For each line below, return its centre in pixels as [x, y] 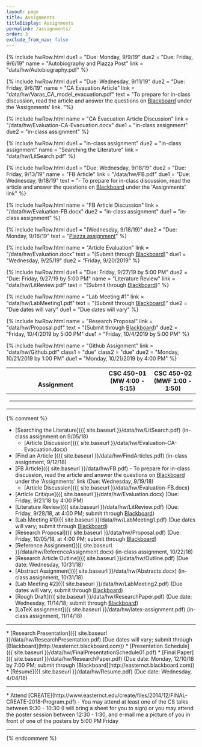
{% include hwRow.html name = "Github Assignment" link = [80, 345]
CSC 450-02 [173, 373]
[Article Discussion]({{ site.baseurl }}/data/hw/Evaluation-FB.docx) [107, 488]
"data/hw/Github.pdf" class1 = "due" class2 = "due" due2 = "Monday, [93, 352]
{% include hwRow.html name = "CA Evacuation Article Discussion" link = [97, 119]
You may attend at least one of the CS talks [134, 702]
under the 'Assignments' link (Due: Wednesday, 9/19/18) [84, 481]
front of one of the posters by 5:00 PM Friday [63, 721]
